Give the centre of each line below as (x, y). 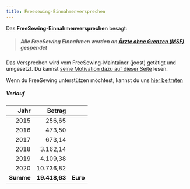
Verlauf (15, 94)
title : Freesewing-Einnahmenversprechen (56, 11)
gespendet (34, 48)
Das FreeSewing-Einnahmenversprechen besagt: (67, 28)
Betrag (57, 111)
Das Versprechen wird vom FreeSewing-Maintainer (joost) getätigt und (91, 63)
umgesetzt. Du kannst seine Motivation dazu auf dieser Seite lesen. (87, 68)
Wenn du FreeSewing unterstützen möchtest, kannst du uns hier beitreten (95, 80)
